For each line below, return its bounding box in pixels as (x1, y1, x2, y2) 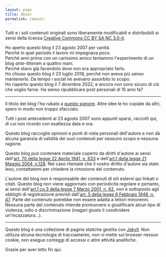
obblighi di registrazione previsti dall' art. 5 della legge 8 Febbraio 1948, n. (5, 191, 155, 197)
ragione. (5, 141, 22, 147)
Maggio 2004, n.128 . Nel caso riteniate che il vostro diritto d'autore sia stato (5, 161, 159, 167)
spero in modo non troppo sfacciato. (5, 106, 80, 112)
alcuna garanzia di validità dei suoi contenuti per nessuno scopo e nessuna (5, 136, 158, 142)
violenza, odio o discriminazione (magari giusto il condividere (5, 207, 130, 213)
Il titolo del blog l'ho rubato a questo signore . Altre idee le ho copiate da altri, (5, 101, 161, 107)
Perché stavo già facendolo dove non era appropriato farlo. (5, 66, 125, 72)
